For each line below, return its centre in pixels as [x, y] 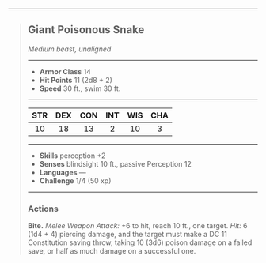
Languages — [63, 172]
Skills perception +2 [72, 156]
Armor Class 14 [65, 71]
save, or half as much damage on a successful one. [112, 251]
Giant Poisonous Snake [86, 30]
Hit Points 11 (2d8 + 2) [76, 80]
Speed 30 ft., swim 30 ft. [80, 88]
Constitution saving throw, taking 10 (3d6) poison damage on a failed [140, 242]
